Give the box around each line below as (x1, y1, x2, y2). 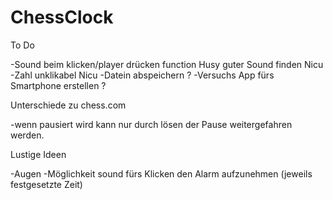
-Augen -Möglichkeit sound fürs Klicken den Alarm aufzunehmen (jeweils (10, 167, 313, 180)
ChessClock (10, 6, 114, 29)
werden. (10, 129, 45, 141)
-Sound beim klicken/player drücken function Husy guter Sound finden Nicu (10, 58, 324, 70)
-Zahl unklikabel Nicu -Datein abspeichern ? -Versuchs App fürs (10, 69, 275, 81)
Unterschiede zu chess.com (10, 99, 127, 111)
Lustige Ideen (10, 148, 67, 160)
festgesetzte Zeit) (10, 178, 83, 190)
